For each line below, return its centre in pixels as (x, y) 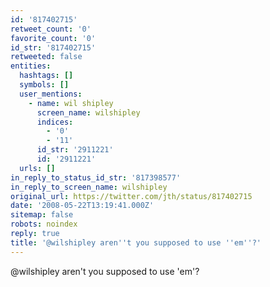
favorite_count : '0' (53, 38)
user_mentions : (51, 94)
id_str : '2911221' (75, 150)
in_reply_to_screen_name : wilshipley (89, 187)
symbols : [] (44, 85)
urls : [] (37, 168)
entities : (31, 66)
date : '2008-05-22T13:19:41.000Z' (82, 206)
